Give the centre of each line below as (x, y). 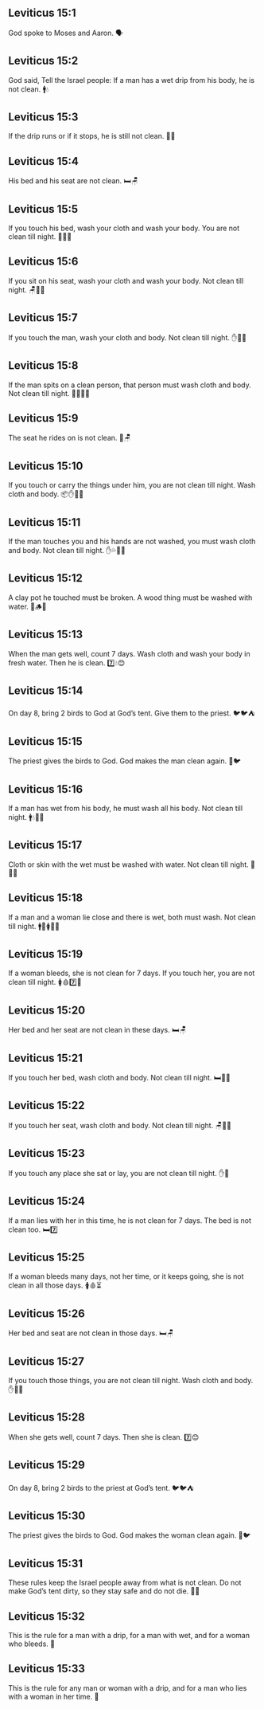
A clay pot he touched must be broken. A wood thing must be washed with (130, 598)
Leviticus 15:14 (46, 690)
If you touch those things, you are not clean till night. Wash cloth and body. (131, 1380)
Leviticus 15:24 (47, 1201)
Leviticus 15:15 (46, 741)
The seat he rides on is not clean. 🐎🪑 (70, 438)
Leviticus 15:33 (47, 1669)
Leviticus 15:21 (46, 1058)
